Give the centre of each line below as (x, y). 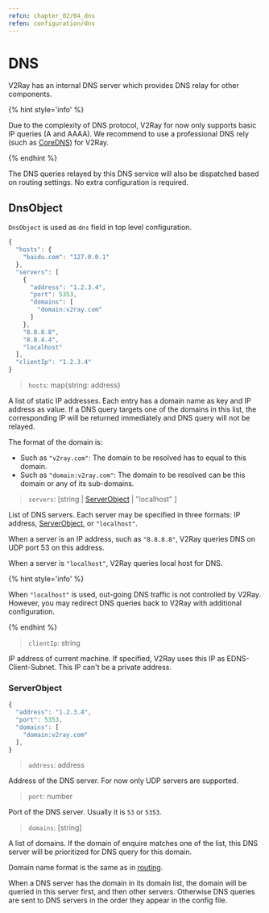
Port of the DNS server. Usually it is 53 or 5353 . (85, 812)
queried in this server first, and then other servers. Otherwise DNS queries (132, 892)
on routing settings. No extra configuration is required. (99, 182)
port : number (50, 797)
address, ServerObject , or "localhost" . (73, 523)
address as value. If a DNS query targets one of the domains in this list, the (132, 409)
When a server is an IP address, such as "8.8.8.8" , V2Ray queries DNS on (132, 539)
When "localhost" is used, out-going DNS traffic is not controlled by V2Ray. (135, 595)
